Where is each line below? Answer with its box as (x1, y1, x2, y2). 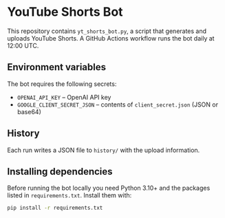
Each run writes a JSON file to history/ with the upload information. (7, 146, 200, 154)
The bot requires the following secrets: (7, 80, 117, 88)
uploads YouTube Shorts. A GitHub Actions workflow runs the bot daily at (7, 34, 215, 42)
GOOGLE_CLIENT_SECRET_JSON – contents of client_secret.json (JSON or (17, 100, 219, 109)
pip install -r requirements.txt (7, 204, 103, 212)
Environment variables (7, 61, 107, 73)
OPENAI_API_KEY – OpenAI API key (17, 93, 111, 101)
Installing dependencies (7, 166, 113, 177)
